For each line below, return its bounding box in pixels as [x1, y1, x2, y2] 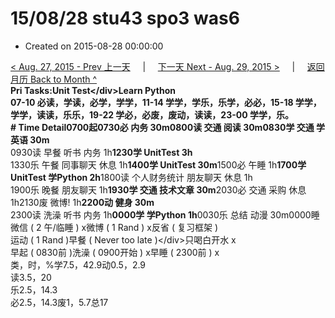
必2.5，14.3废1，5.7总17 [10, 296, 109, 308]
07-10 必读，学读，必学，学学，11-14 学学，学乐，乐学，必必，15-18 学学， [10, 96, 322, 108]
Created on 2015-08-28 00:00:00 [24, 40, 164, 52]
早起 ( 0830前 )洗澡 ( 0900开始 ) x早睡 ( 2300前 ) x [10, 246, 220, 258]
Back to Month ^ [29, 73, 98, 85]
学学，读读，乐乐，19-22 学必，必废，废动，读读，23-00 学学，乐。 [10, 108, 294, 121]
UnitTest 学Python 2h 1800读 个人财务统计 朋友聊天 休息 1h [10, 171, 253, 183]
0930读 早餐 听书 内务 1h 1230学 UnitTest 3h [10, 146, 193, 158]
